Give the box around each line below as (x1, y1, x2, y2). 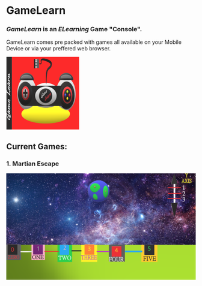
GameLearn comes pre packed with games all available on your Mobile (6, 38, 182, 46)
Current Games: (6, 142, 68, 152)
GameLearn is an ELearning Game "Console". (6, 25, 142, 34)
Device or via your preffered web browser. (6, 45, 111, 52)
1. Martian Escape (6, 159, 60, 168)
